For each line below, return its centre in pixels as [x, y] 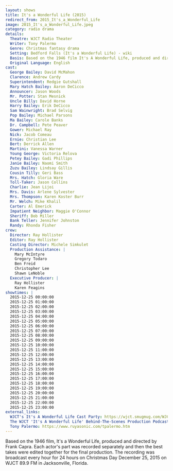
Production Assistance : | [38, 249]
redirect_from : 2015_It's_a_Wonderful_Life [53, 20]
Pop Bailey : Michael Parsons [41, 116]
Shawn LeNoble [30, 273]
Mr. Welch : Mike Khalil [35, 201]
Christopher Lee [32, 269]
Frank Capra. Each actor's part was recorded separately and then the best [84, 446]
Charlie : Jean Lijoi [32, 187]
